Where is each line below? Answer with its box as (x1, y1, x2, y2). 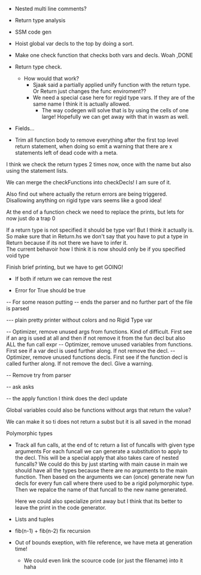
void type (6, 252, 30, 259)
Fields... (14, 125, 35, 131)
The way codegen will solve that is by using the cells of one (41, 107, 189, 113)
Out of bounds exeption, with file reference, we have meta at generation (14, 539, 193, 546)
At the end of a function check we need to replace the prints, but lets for (6, 208, 184, 215)
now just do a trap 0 (6, 215, 56, 221)
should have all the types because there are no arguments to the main (14, 467, 187, 474)
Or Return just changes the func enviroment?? (32, 88, 147, 95)
